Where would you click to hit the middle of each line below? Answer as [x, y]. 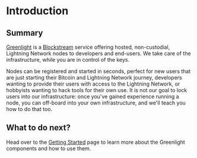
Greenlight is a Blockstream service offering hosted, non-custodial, [88, 47]
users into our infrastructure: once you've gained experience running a [93, 97]
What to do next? [39, 128]
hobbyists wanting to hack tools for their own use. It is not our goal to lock [97, 90]
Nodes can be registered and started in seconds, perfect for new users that [99, 71]
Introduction [37, 11]
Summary [25, 33]
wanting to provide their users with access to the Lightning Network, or [93, 84]
